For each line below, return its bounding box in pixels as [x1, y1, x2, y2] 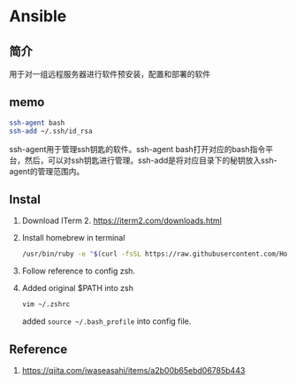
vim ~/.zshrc [21, 300, 71, 309]
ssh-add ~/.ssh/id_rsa [9, 127, 93, 135]
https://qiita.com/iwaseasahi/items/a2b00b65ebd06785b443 [21, 365, 246, 375]
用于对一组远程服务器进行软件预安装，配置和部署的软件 [9, 69, 210, 79]
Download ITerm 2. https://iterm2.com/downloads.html [21, 215, 223, 227]
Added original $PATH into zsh [21, 283, 134, 294]
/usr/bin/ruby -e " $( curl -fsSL [21, 250, 141, 258]
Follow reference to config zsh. [21, 265, 135, 276]
